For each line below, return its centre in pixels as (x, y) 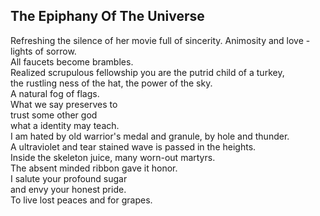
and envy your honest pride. (68, 189)
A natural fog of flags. (55, 93)
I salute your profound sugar (69, 178)
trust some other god (54, 115)
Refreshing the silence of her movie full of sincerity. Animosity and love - (160, 40)
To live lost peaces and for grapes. (81, 200)
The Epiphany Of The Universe (107, 16)
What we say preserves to (64, 104)
